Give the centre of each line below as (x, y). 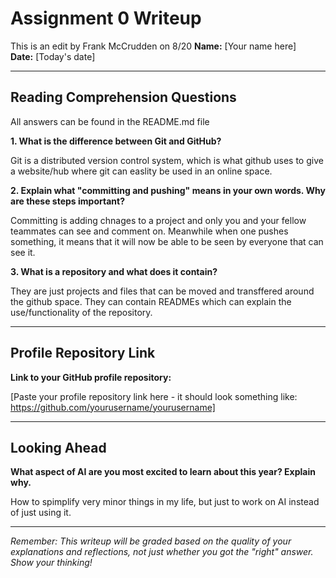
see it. (23, 252)
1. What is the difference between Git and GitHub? (116, 141)
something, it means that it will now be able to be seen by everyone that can (167, 241)
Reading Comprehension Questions (123, 97)
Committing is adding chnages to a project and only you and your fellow (158, 220)
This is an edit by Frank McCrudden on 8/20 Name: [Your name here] (153, 46)
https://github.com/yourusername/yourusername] (113, 407)
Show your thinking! (51, 563)
